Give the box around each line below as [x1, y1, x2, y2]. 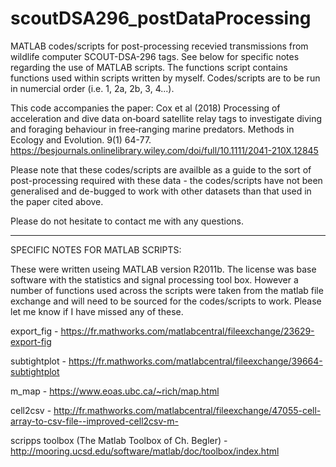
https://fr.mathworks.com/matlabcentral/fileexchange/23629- [60, 325, 315, 337]
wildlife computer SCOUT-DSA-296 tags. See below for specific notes [10, 50, 300, 62]
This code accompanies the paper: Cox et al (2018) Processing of [10, 102, 281, 114]
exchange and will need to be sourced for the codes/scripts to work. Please [10, 295, 322, 307]
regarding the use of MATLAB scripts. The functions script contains [10, 61, 288, 73]
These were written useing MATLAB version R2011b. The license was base [10, 263, 317, 275]
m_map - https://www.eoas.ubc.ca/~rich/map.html [10, 385, 220, 397]
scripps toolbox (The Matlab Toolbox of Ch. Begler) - [10, 434, 228, 446]
